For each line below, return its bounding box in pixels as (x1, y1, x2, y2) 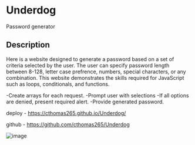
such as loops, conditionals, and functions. (6, 80, 110, 87)
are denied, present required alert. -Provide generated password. (6, 98, 164, 105)
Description (6, 40, 50, 50)
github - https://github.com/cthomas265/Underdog (6, 121, 130, 128)
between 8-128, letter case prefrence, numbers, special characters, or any (6, 68, 186, 75)
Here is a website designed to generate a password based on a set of (6, 55, 174, 62)
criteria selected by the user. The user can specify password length (6, 62, 170, 69)
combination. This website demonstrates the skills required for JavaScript (6, 74, 184, 81)
